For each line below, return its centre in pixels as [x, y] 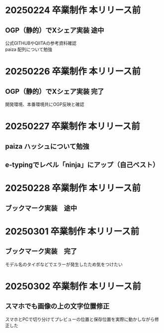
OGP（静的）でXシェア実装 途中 [55, 30]
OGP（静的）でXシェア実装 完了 [55, 91]
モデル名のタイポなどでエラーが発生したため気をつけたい [64, 264]
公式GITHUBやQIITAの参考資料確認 [41, 43]
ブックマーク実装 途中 [41, 208]
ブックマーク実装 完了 [41, 251]
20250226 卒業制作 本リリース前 [73, 72]
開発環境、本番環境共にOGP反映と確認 [45, 104]
